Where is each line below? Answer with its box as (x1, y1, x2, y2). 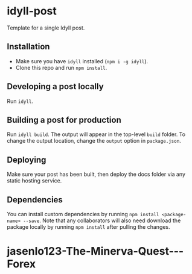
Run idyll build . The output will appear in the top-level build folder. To (7, 131, 186, 138)
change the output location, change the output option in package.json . (7, 137, 182, 145)
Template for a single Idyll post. (7, 24, 85, 31)
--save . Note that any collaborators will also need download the (22, 217, 181, 224)
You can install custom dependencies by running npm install (7, 211, 159, 217)
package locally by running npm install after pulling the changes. (7, 223, 171, 230)
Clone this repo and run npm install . (15, 64, 107, 71)
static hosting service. (7, 177, 62, 184)
